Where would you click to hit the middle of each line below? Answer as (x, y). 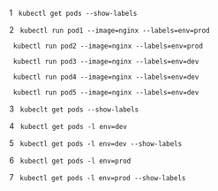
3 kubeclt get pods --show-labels (74, 109)
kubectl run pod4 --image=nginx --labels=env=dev (106, 77)
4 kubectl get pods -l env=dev (68, 126)
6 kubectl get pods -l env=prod (70, 160)
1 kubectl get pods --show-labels (73, 13)
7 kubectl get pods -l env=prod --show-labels (98, 177)
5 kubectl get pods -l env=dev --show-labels (96, 143)
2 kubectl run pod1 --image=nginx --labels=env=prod (109, 30)
